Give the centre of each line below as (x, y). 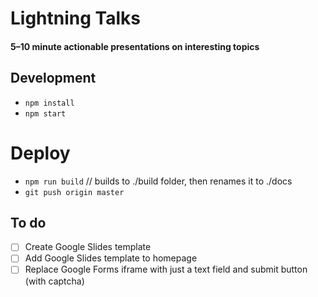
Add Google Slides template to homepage (111, 258)
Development (53, 78)
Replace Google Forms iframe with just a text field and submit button (166, 269)
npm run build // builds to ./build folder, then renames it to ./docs (158, 181)
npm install (49, 103)
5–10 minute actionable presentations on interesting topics (135, 46)
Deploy (40, 153)
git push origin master (74, 192)
